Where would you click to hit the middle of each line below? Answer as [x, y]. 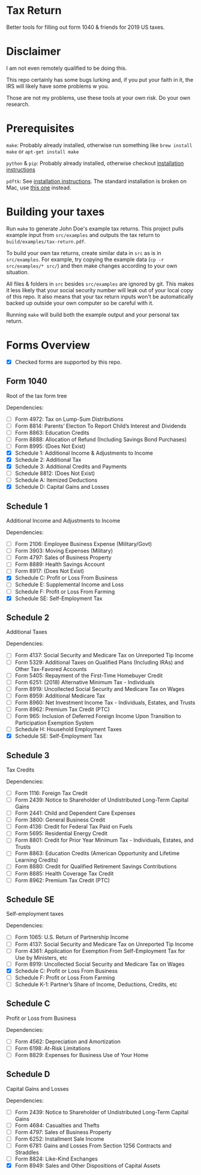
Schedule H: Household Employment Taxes [68, 729]
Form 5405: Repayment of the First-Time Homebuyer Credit [89, 675]
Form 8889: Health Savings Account [60, 564]
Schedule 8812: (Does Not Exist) [55, 473]
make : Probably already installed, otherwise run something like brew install [99, 145]
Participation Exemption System [54, 723]
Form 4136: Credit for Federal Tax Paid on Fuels [74, 827]
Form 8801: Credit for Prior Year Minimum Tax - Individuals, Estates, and [104, 840]
